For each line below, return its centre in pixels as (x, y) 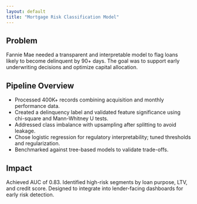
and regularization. (37, 144)
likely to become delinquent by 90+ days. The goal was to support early (93, 61)
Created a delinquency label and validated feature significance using (97, 113)
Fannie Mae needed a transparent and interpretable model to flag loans (92, 55)
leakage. (25, 131)
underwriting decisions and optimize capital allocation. (72, 67)
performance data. (37, 106)
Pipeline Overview (40, 86)
